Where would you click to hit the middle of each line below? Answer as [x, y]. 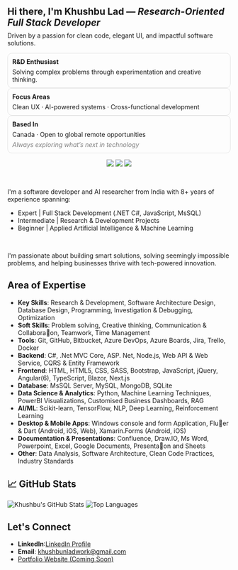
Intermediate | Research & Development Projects [89, 220]
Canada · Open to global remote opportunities [79, 134]
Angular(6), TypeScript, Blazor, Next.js [74, 378]
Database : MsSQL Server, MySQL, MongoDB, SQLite [95, 385]
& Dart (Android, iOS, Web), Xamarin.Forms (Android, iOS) [102, 431]
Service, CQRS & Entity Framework [68, 363]
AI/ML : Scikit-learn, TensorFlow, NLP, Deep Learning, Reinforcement [118, 408]
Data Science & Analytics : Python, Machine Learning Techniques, [114, 393]
